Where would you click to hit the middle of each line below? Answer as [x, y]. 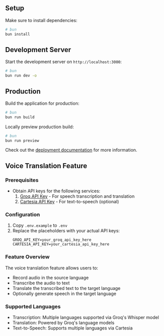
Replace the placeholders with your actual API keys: [66, 231]
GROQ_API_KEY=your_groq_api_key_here [52, 240]
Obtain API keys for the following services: [56, 191]
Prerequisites [22, 180]
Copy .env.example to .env [40, 225]
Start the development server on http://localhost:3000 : [63, 62]
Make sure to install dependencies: [41, 20]
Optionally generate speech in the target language [64, 293]
